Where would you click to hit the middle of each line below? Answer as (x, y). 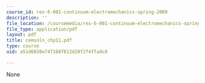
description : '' (27, 18)
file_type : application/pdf (42, 29)
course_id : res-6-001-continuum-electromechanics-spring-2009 (87, 12)
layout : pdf (21, 35)
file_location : (26, 23)
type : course (23, 46)
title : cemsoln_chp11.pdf (39, 40)
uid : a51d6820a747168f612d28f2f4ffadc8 (57, 52)
